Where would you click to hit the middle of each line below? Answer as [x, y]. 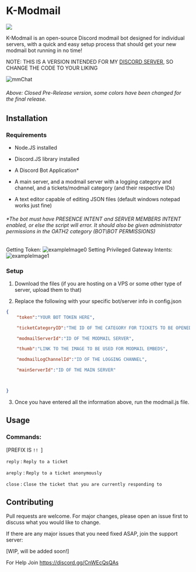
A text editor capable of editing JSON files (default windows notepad [97, 199]
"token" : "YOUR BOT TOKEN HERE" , [56, 317]
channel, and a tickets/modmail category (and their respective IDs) [94, 188]
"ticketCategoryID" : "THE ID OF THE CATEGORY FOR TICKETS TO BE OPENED [104, 328]
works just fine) [33, 205]
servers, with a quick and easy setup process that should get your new [91, 44]
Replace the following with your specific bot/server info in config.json [98, 301]
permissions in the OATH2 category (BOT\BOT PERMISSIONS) [81, 232]
